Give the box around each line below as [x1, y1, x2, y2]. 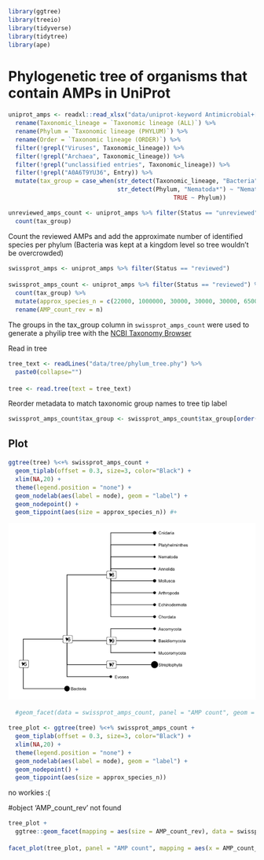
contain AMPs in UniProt [8, 84, 171, 101]
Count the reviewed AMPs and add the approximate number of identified [8, 231, 244, 241]
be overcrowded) [8, 248, 64, 258]
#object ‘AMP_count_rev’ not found [8, 803, 122, 813]
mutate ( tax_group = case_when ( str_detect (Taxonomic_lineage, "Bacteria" [15, 177, 258, 186]
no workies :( [8, 788, 51, 797]
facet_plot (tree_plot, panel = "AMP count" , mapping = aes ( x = [8, 844, 220, 852]
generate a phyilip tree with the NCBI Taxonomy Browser [8, 328, 192, 337]
